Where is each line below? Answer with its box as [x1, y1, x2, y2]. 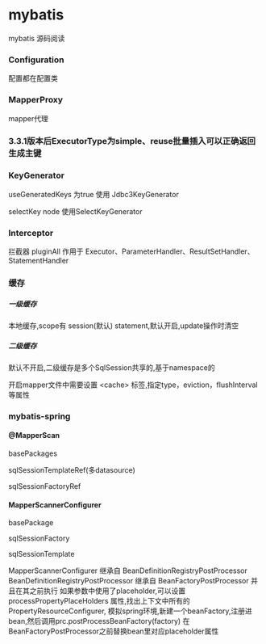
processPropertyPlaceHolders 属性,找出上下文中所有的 [8, 596, 191, 606]
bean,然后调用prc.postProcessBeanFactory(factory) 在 [8, 617, 190, 626]
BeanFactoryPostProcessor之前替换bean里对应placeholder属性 [8, 626, 219, 636]
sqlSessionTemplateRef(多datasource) [8, 465, 135, 475]
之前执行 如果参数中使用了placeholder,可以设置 [29, 586, 186, 596]
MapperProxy [8, 95, 63, 106]
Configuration [8, 54, 64, 65]
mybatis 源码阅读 [8, 33, 65, 43]
